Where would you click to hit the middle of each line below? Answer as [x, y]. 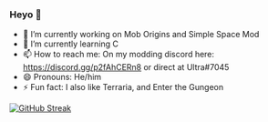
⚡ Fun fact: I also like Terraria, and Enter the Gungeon [123, 87]
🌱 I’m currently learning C [71, 44]
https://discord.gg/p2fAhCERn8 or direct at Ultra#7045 [126, 67]
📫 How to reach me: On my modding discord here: [119, 55]
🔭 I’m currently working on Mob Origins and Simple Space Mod [141, 35]
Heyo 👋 [26, 15]
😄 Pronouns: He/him [62, 77]
